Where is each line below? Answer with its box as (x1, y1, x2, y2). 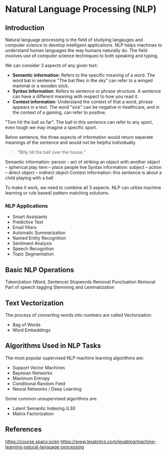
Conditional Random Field (12, 380, 66, 386)
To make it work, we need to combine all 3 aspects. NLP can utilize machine (5, 184, 162, 190)
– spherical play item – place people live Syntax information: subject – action (5, 164, 162, 170)
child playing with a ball (5, 175, 54, 181)
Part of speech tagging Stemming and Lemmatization (5, 284, 115, 290)
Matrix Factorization (12, 410, 54, 416)
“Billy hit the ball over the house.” (17, 149, 86, 155)
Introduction (5, 24, 45, 32)
